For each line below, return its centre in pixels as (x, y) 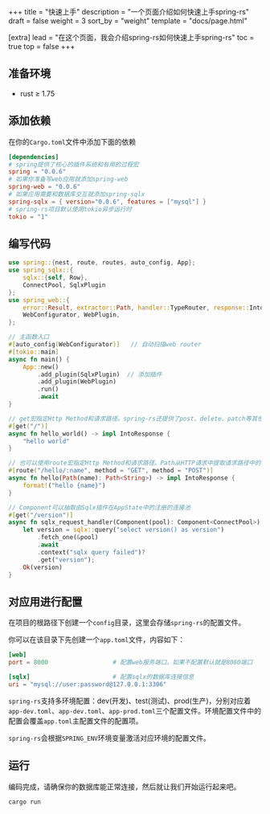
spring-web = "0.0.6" (45, 187)
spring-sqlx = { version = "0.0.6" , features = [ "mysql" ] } (107, 202)
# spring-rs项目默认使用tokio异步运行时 (70, 209)
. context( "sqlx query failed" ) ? (92, 552)
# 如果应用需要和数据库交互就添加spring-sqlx (77, 194)
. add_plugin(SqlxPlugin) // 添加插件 (100, 374)
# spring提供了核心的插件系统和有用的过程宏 (74, 164)
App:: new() (41, 367)
